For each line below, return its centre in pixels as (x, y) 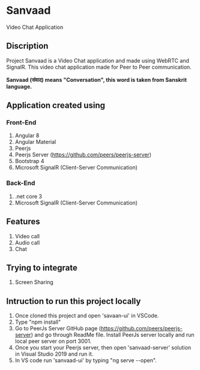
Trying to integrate (42, 267)
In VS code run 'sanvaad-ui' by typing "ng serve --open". (86, 360)
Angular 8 (27, 135)
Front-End (21, 123)
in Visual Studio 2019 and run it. (54, 354)
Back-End (21, 183)
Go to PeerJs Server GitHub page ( (58, 328)
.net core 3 (28, 196)
